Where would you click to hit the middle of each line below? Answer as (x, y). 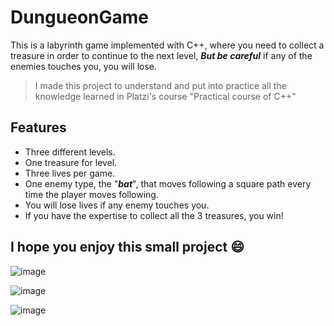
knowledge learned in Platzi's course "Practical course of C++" (165, 96)
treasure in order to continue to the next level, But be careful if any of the (161, 55)
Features (38, 127)
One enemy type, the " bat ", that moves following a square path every (168, 183)
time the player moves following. (91, 194)
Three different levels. (70, 152)
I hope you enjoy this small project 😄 (127, 247)
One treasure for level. (71, 162)
